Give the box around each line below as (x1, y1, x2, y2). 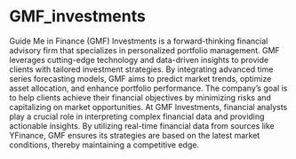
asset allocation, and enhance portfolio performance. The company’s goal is (9, 83, 288, 93)
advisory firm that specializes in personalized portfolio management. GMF (9, 44, 280, 55)
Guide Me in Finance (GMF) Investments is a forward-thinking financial (9, 36, 268, 46)
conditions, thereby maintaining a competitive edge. (9, 139, 200, 150)
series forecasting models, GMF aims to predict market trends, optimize (9, 73, 272, 83)
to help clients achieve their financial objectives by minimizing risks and (9, 91, 271, 103)
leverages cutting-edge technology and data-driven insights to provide (9, 54, 269, 65)
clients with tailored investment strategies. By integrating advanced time (9, 64, 274, 75)
